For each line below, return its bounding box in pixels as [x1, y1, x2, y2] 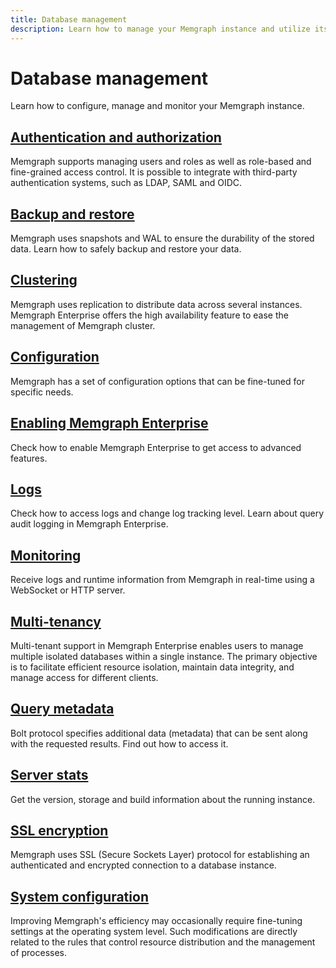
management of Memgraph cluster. [10, 319, 156, 331]
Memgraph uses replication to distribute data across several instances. [10, 298, 303, 310]
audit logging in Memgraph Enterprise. [10, 518, 169, 530]
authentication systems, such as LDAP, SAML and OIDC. [10, 177, 243, 189]
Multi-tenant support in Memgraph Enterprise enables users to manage [10, 639, 304, 651]
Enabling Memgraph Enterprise [10, 415, 209, 432]
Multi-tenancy [10, 613, 102, 630]
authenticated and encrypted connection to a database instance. [10, 859, 277, 871]
